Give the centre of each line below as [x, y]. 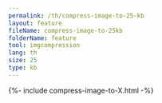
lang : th [23, 53]
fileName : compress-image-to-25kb [66, 30]
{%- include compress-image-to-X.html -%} [81, 90]
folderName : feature [43, 38]
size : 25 [23, 61]
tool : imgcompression [44, 46]
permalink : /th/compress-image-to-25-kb [77, 16]
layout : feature [35, 23]
